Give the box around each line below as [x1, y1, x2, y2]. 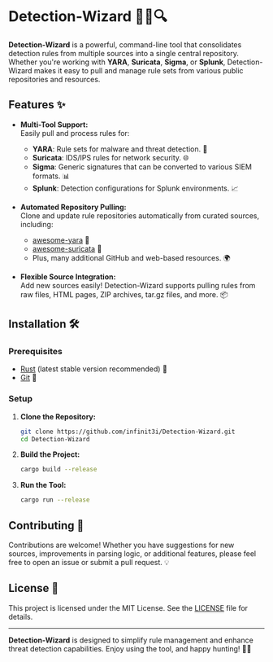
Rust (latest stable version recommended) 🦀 [19, 364, 168, 374]
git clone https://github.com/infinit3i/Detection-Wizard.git [19, 427, 236, 436]
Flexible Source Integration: [19, 271, 116, 282]
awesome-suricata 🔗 [32, 243, 102, 253]
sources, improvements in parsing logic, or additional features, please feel [8, 549, 257, 559]
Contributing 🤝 [8, 519, 84, 533]
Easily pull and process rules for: [19, 128, 130, 138]
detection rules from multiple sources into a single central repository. [8, 48, 240, 58]
